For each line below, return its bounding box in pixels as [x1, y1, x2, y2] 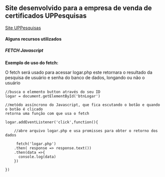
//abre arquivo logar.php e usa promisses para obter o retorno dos [14, 129, 158, 133]
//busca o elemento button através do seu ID [5, 89, 100, 94]
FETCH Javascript [5, 47, 43, 53]
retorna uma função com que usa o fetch [5, 111, 90, 116]
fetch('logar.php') [16, 141, 56, 146]
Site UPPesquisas [5, 25, 41, 31]
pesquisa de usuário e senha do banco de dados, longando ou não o [5, 75, 145, 81]
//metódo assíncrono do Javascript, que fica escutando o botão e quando [5, 102, 161, 108]
